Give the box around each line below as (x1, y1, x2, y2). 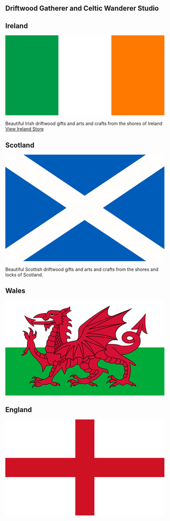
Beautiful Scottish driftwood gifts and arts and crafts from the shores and (5, 266, 159, 273)
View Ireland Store (5, 126, 44, 132)
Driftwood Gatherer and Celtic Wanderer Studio (5, 4, 159, 13)
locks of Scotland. (5, 272, 43, 278)
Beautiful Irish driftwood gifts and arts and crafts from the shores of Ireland (5, 120, 163, 127)
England (5, 405, 32, 414)
